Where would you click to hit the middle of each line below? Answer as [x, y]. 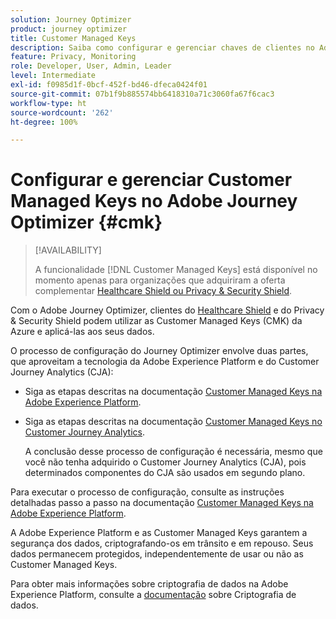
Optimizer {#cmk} [86, 222]
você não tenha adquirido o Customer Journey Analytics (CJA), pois [165, 462]
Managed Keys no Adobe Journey [154, 201]
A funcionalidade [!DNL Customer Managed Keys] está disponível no [176, 270]
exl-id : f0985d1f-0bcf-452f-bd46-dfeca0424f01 [109, 85]
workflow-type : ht [48, 103]
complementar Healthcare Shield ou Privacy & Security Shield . [163, 291]
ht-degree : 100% [44, 122]
